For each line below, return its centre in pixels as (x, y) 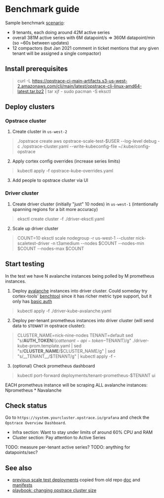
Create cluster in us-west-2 (40, 131)
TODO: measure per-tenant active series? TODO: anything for (68, 447)
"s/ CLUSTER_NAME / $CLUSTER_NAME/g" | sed (66, 351)
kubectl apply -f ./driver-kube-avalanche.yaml (64, 311)
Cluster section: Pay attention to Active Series (59, 438)
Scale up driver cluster (35, 228)
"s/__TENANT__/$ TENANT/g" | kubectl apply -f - (66, 356)
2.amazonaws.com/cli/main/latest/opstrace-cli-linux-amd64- (80, 86)
